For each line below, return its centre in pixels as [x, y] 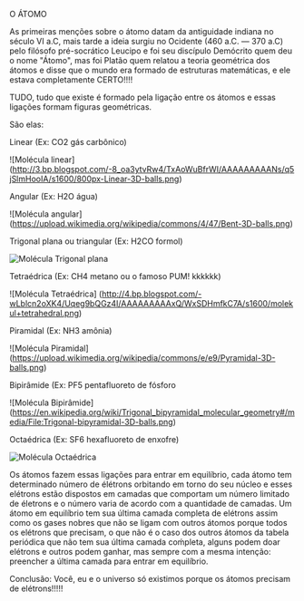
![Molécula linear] [42, 160]
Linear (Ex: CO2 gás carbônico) [68, 142]
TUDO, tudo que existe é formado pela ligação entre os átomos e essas [143, 97]
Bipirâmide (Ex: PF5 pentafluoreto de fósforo [93, 385]
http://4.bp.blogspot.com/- [152, 294]
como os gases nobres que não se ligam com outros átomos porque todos [148, 523]
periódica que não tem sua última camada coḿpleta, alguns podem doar [145, 542]
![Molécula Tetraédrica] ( [56, 294]
